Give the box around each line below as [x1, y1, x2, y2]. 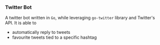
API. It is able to [5, 20, 37, 26]
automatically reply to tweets [12, 30, 71, 35]
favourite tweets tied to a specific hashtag [12, 34, 97, 40]
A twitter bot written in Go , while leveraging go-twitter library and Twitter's [5, 15, 155, 21]
